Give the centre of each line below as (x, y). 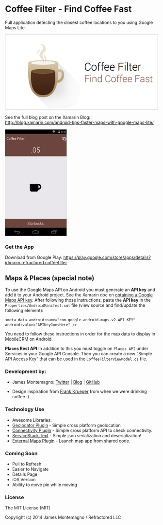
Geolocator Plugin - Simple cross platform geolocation (66, 425)
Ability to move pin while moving (45, 485)
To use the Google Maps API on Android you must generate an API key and (80, 290)
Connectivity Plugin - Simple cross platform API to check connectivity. (82, 430)
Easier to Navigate (30, 469)
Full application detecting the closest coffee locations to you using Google (79, 22)
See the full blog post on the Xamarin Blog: (48, 117)
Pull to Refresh (27, 464)
